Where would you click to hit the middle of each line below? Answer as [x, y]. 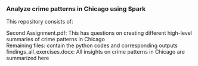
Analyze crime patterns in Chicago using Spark [76, 9]
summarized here [28, 58]
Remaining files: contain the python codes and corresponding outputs [92, 45]
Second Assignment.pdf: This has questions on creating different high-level [99, 33]
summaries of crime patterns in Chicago [56, 39]
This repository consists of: [40, 22]
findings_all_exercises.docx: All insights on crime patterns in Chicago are [96, 52]
